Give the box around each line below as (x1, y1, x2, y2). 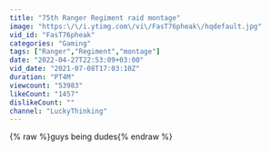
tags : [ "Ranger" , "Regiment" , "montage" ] (9, 47, 161, 56)
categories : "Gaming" (9, 38, 92, 48)
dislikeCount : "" (9, 97, 75, 107)
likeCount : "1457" (9, 89, 79, 98)
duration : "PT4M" (9, 73, 75, 82)
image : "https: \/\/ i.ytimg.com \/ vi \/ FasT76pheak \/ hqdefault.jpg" (9, 22, 262, 31)
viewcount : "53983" (9, 81, 84, 90)
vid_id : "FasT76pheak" (9, 30, 95, 39)
